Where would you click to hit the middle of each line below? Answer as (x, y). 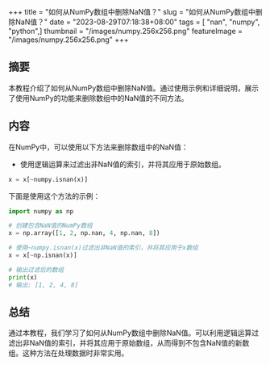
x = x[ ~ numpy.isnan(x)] (48, 179)
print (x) (23, 277)
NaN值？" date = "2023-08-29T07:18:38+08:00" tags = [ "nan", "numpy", (137, 22)
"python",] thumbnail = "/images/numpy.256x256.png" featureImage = (126, 31)
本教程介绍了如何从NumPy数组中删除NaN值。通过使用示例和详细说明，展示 (134, 88)
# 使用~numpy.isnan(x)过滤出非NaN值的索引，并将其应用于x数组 (104, 248)
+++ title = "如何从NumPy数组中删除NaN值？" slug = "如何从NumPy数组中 (132, 12)
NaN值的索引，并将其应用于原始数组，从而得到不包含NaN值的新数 (139, 343)
